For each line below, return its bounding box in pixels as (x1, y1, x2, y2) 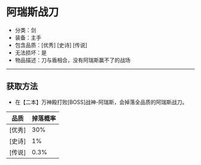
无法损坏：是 (14, 49, 47, 56)
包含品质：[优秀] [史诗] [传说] (14, 41, 88, 49)
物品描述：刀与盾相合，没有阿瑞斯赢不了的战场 (14, 56, 130, 64)
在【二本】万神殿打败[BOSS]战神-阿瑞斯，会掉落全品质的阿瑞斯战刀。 (14, 98, 188, 106)
